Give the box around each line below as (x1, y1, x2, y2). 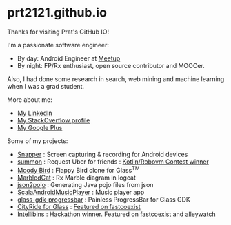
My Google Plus (17, 123, 63, 131)
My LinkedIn (17, 109, 53, 117)
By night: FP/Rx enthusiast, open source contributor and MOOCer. (17, 61, 205, 69)
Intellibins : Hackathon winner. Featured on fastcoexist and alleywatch (17, 210, 216, 218)
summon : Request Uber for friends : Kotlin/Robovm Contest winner (17, 157, 209, 166)
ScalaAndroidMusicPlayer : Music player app (17, 188, 145, 196)
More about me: (7, 95, 53, 104)
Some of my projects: (7, 136, 68, 145)
